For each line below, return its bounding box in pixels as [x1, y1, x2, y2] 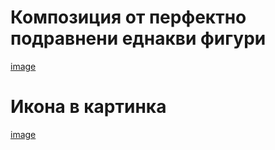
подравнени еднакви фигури [10, 27, 267, 50]
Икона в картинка [10, 96, 167, 118]
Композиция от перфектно [10, 6, 247, 29]
